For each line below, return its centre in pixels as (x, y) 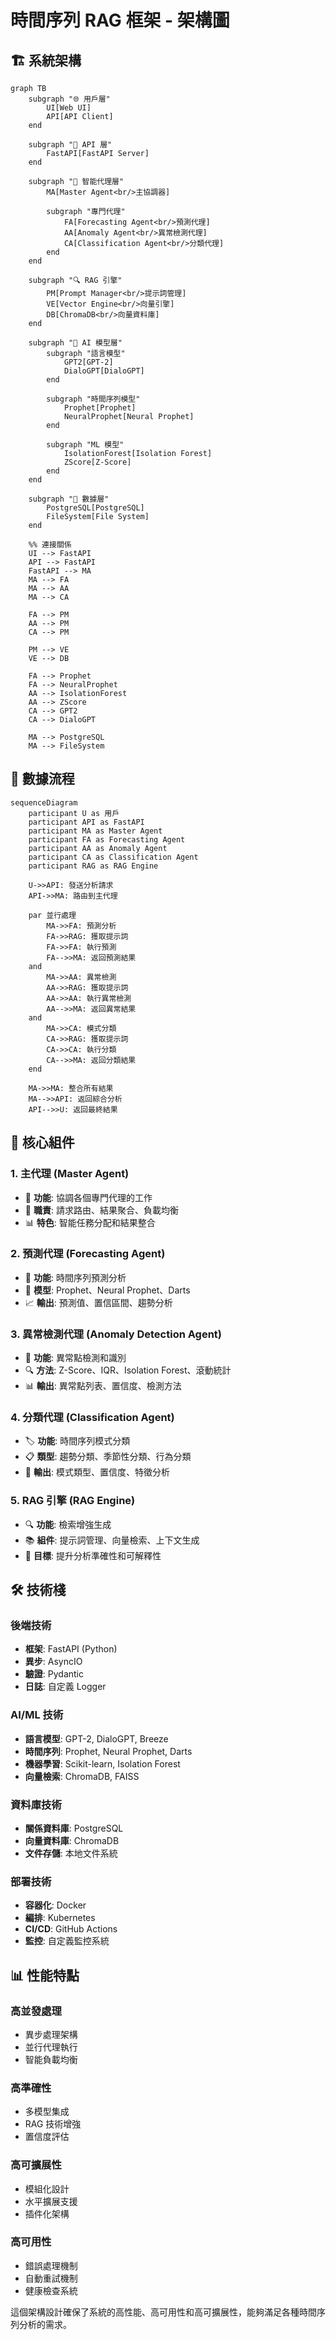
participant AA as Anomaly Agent (98, 848)
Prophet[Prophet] (100, 408)
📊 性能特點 (45, 1975)
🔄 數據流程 (42, 779)
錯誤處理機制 (51, 2265)
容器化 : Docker (55, 1905)
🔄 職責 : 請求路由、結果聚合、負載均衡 (101, 1210)
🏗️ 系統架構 (46, 60)
